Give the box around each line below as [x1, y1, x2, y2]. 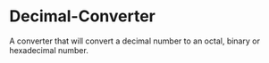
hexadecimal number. [9, 44, 89, 55]
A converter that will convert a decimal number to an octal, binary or [9, 35, 261, 46]
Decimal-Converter [9, 6, 156, 27]
